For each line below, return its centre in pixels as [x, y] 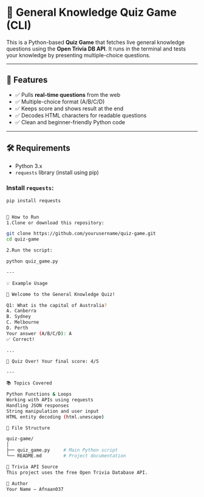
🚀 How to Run [23, 217]
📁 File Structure [28, 428]
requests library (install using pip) [57, 172]
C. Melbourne [23, 322]
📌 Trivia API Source [32, 467]
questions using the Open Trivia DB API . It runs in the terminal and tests [96, 49]
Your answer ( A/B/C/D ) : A [39, 333]
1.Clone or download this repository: [55, 223]
